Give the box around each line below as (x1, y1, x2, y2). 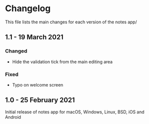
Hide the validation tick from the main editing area (12, 59, 113, 65)
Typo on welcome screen (12, 82, 64, 88)
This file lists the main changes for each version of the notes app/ (5, 19, 137, 25)
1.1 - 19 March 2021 (5, 33, 64, 41)
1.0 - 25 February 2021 (5, 96, 75, 105)
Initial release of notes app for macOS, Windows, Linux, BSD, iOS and (5, 109, 145, 115)
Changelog (5, 3, 51, 14)
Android (5, 114, 21, 120)
